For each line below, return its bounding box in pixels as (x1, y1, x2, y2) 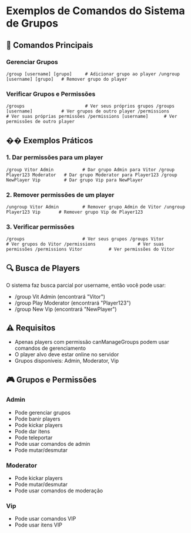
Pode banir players (14, 415, 61, 422)
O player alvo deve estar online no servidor (14, 351, 119, 358)
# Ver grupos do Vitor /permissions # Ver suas (6, 241, 165, 247)
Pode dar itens (14, 428, 51, 435)
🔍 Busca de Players (6, 263, 81, 273)
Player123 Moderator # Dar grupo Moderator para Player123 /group (6, 172, 177, 178)
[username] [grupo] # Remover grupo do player (6, 76, 128, 82)
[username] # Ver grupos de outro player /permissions (6, 108, 169, 114)
